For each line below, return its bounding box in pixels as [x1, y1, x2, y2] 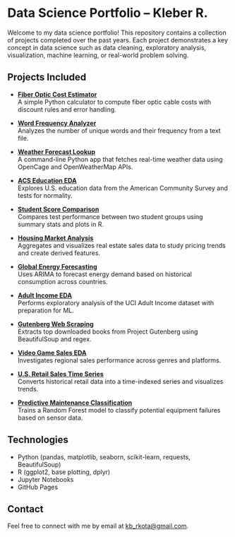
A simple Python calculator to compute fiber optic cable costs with [17, 98, 212, 106]
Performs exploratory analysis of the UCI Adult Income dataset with [17, 298, 215, 307]
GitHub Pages [17, 483, 59, 491]
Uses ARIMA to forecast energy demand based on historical [17, 270, 192, 278]
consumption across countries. [17, 277, 108, 285]
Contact [7, 503, 44, 515]
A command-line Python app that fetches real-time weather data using [17, 155, 224, 163]
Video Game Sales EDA [17, 348, 87, 357]
